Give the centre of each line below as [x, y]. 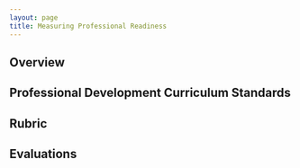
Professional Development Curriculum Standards [150, 93]
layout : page [34, 18]
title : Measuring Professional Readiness [88, 26]
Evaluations [43, 154]
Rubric [28, 124]
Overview [37, 62]
